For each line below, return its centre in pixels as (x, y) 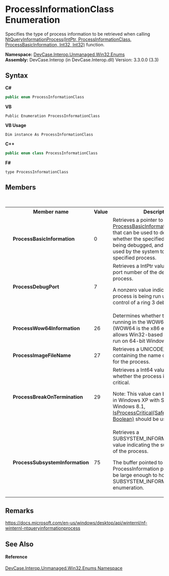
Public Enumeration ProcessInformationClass (53, 116)
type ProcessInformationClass (37, 172)
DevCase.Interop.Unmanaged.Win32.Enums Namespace (64, 568)
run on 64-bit (129, 341)
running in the (129, 322)
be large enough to (135, 475)
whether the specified (139, 239)
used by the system (136, 251)
